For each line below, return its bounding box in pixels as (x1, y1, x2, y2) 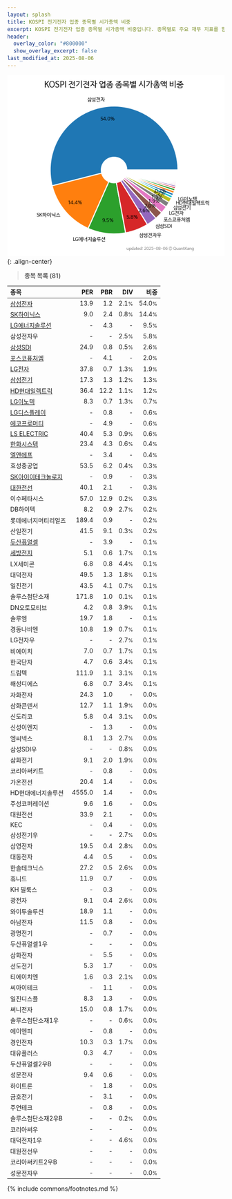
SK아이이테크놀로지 (10, 472, 64, 481)
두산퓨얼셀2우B (10, 1060, 52, 1068)
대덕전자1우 (10, 1136, 43, 1144)
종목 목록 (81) (23, 271, 61, 280)
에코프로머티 (10, 419, 44, 428)
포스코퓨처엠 (10, 354, 44, 362)
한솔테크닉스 (10, 863, 44, 872)
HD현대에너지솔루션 (10, 788, 64, 797)
